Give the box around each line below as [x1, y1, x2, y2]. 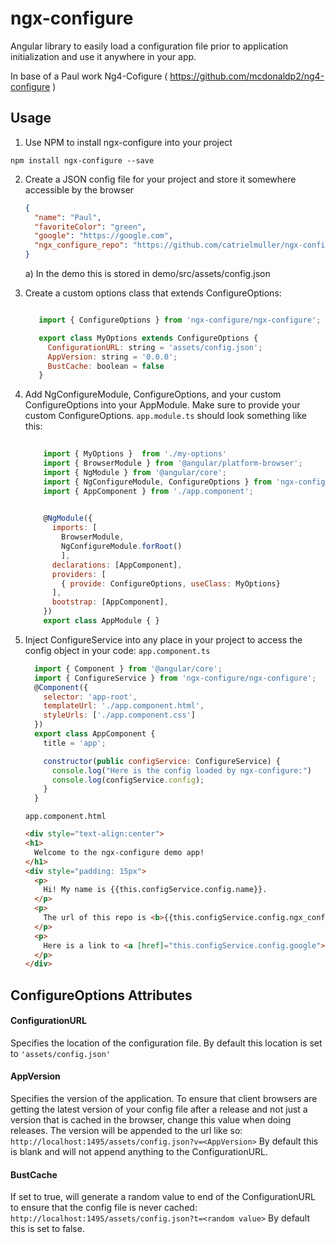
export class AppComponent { [34, 729, 156, 739]
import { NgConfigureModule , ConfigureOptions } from [43, 477, 272, 487]
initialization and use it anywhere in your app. [10, 50, 197, 62]
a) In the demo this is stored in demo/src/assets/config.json [24, 268, 271, 279]
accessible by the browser [24, 183, 135, 196]
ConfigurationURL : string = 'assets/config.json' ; [47, 342, 263, 352]
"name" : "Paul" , [34, 212, 102, 222]
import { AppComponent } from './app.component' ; [43, 486, 254, 496]
